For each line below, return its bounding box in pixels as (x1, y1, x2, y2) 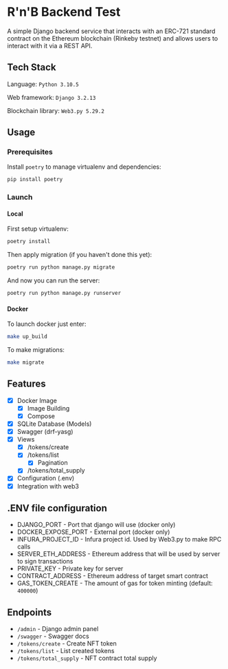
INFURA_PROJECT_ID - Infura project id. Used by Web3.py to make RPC (16, 535, 222, 544)
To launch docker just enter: (7, 320, 87, 328)
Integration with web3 (16, 482, 79, 490)
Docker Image (16, 396, 57, 404)
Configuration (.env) (16, 474, 75, 482)
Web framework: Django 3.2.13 (7, 93, 96, 101)
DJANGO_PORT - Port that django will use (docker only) (16, 521, 176, 529)
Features (7, 378, 46, 390)
